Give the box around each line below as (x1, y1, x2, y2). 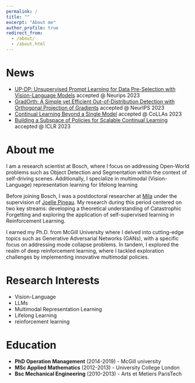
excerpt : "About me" (6, 19, 57, 25)
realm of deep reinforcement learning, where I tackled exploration (6, 247, 165, 254)
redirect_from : (6, 30, 43, 36)
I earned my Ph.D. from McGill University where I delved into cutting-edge (6, 228, 184, 235)
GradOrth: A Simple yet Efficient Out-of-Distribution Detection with (14, 98, 175, 105)
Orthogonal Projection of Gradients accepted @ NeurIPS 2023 (14, 104, 165, 111)
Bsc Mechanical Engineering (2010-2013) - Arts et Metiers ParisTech (14, 370, 182, 377)
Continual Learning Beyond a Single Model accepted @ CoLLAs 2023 (14, 110, 182, 117)
